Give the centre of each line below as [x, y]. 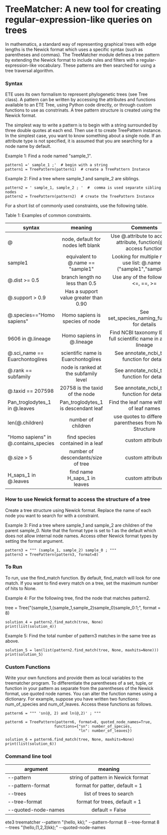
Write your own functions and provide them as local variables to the [75, 678]
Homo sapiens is [81, 315]
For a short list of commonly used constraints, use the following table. [77, 206]
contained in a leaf [81, 443]
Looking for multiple [135, 256]
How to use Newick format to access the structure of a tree [78, 499]
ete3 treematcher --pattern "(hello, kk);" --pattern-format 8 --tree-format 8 [83, 822]
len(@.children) [26, 423]
